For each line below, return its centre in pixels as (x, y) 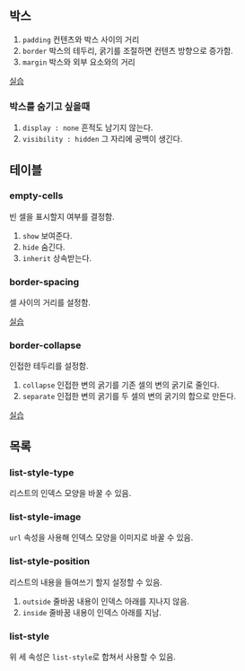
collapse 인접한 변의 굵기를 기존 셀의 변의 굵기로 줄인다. (121, 385)
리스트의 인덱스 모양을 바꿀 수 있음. (70, 493)
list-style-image (45, 517)
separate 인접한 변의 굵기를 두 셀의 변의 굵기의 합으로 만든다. (129, 396)
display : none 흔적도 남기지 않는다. (87, 127)
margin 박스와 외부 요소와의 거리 (79, 62)
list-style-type (42, 472)
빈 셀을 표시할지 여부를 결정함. (62, 216)
